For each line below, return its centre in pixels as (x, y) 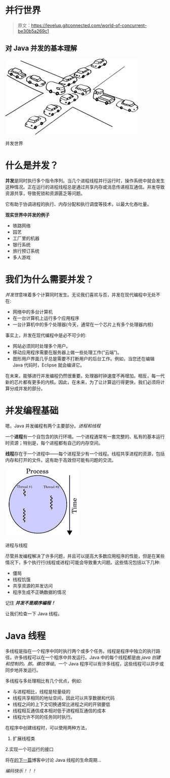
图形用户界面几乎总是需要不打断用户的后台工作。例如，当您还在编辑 (83, 358)
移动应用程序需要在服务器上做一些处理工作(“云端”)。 (67, 352)
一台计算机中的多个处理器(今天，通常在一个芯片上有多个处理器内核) (83, 324)
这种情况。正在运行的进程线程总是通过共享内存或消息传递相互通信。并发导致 (85, 187)
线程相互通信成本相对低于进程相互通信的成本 (59, 711)
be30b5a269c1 (33, 31)
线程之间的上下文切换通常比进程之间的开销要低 (61, 704)
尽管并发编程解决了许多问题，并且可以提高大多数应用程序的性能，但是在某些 (85, 556)
